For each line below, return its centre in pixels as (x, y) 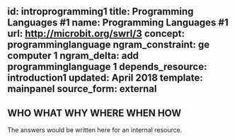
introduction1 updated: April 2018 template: (105, 78)
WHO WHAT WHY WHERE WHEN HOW (94, 113)
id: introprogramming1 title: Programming (101, 12)
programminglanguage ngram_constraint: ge (109, 45)
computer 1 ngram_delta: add (73, 56)
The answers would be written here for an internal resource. (95, 130)
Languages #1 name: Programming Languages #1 (118, 23)
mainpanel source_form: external (82, 89)
